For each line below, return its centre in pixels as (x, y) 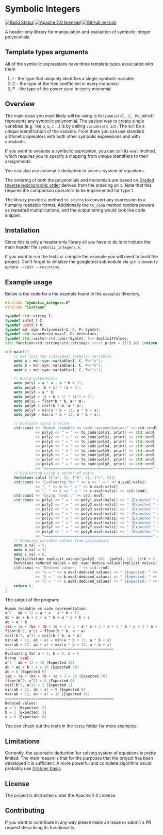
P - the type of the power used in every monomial (62, 89)
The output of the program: (32, 600)
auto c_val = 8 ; (30, 554)
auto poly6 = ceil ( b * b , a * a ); (49, 406)
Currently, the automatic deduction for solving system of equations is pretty (81, 753)
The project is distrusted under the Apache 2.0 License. (61, 795)
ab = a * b (16, 622)
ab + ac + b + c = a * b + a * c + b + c (48, 618)
